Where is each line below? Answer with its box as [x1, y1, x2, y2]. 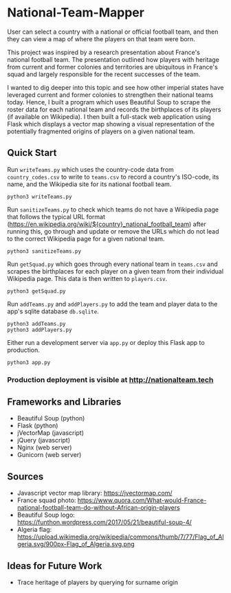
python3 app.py [7, 359, 51, 366]
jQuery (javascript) [16, 436, 71, 445]
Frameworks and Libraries [7, 396, 122, 408]
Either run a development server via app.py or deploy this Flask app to [7, 338, 205, 346]
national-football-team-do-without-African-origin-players [16, 504, 180, 512]
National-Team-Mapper [7, 5, 144, 21]
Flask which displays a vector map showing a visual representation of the [7, 120, 215, 128]
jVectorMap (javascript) [16, 429, 85, 437]
